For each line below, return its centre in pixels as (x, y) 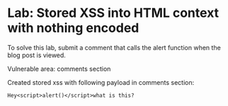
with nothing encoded (73, 28)
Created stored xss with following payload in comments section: (101, 82)
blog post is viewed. (36, 55)
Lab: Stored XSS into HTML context (113, 13)
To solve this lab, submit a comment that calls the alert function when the (114, 47)
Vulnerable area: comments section (59, 69)
